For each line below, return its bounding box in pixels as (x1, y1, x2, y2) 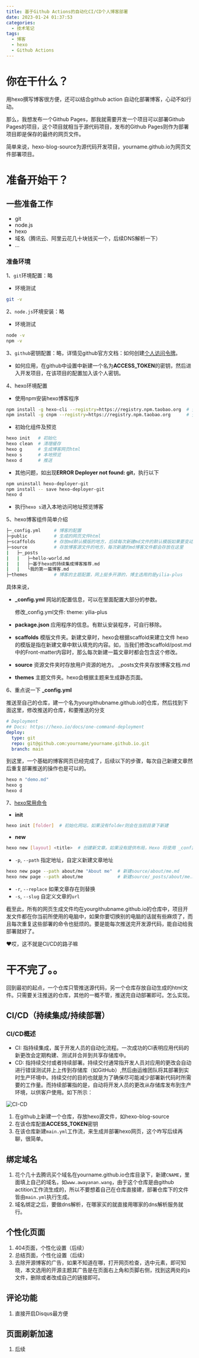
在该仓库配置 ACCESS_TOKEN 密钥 (14, 1120, 99, 1128)
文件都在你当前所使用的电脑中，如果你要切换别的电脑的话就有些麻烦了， (11, 913, 188, 920)
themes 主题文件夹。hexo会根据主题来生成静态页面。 (14, 674, 146, 681)
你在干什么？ (6, 75, 69, 88)
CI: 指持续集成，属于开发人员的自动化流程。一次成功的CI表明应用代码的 (14, 1044, 190, 1052)
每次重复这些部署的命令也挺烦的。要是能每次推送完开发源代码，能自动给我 (11, 920, 193, 927)
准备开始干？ (6, 173, 69, 187)
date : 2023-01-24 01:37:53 (6, 14, 73, 20)
